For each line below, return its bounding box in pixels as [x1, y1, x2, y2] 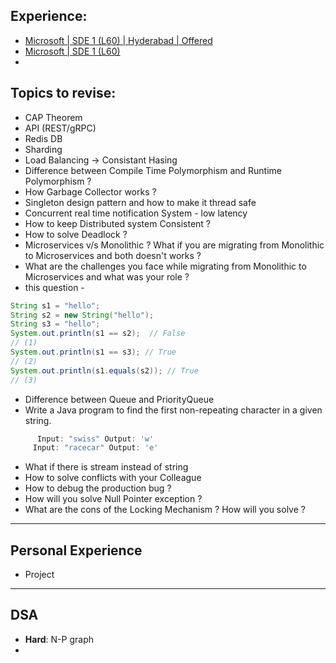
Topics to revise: [10, 85, 117, 102]
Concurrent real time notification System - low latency [24, 207, 248, 219]
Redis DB [24, 132, 63, 144]
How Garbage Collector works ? [24, 185, 157, 198]
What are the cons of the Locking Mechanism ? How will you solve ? [24, 504, 306, 516]
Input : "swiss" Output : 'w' [36, 434, 155, 444]
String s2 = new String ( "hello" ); [10, 310, 155, 320]
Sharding [24, 143, 63, 155]
